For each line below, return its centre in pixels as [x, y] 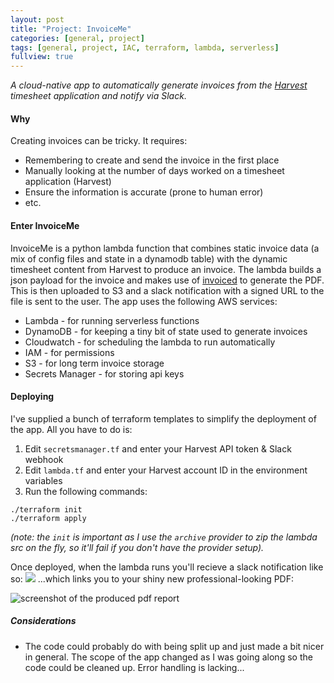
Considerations [43, 621]
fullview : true [42, 57]
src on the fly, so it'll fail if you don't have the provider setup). [137, 547]
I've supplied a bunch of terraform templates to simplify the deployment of [163, 418]
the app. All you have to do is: [71, 429]
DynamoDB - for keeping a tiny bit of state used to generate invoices [166, 331]
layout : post [37, 19]
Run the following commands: [86, 491]
